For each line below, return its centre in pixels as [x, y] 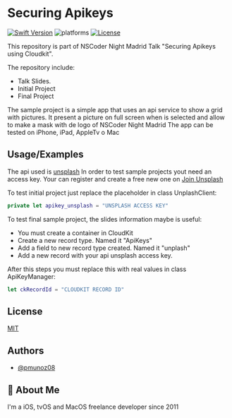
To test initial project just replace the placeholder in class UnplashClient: [112, 193]
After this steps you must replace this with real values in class [97, 269]
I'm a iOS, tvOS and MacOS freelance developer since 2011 [93, 407]
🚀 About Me [33, 390]
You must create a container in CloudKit [75, 233]
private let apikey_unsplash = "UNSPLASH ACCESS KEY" [88, 205]
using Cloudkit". [30, 54]
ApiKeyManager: [31, 276]
